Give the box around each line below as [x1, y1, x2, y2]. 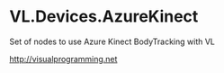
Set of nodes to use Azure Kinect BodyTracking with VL [9, 36, 216, 47]
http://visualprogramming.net [9, 53, 118, 64]
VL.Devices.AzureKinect [9, 6, 199, 27]
